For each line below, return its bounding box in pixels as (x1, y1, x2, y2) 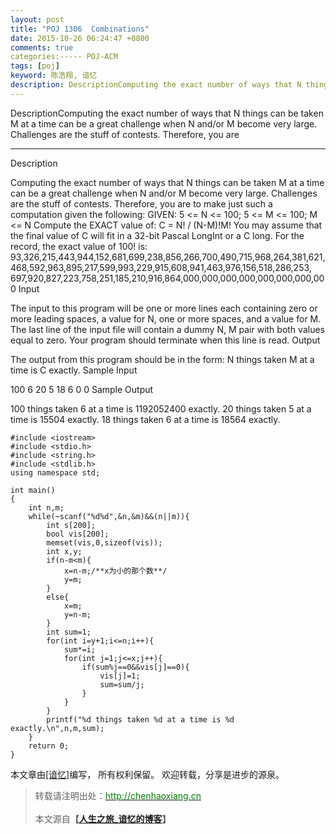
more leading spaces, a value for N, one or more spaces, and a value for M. (10, 312, 322, 325)
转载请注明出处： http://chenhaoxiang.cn (34, 789, 202, 801)
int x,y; (46, 546, 83, 556)
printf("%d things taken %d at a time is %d (46, 714, 235, 725)
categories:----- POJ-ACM (10, 52, 118, 62)
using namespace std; (10, 467, 101, 478)
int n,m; (28, 502, 65, 513)
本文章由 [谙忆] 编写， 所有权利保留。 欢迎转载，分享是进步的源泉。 (10, 768, 285, 780)
